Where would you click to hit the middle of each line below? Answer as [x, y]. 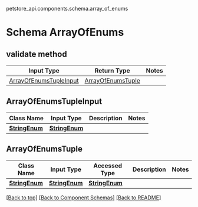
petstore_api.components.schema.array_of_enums [67, 9]
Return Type [112, 70]
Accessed [108, 166]
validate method [37, 54]
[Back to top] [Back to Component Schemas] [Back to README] [84, 198]
